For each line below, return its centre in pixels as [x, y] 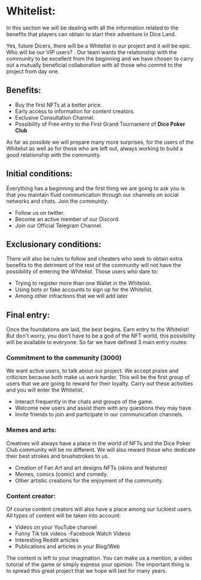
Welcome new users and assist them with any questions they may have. [104, 408]
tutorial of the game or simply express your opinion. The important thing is [98, 564]
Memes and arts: [31, 430]
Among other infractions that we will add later [71, 296]
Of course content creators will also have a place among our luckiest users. [100, 509]
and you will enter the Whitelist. [45, 390]
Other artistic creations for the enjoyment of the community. [89, 480]
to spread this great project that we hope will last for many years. [86, 571]
